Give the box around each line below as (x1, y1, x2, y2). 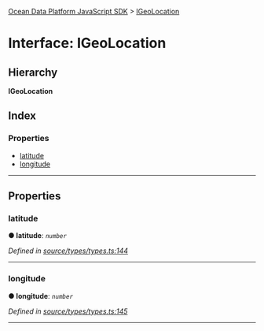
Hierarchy (8, 65, 58, 79)
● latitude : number (8, 231, 67, 240)
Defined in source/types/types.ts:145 (8, 307, 128, 316)
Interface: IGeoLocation (8, 35, 167, 52)
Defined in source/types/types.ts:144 (8, 246, 128, 255)
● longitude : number (8, 291, 73, 300)
